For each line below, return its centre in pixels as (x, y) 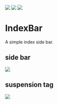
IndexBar (24, 28)
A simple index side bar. (29, 42)
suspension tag (29, 85)
